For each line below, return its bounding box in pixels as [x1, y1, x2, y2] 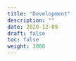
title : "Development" [7, 10, 71, 18]
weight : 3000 [7, 43, 46, 50]
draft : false [7, 29, 46, 37]
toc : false [7, 36, 39, 43]
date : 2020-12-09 [7, 23, 58, 30]
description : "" [7, 17, 55, 24]
